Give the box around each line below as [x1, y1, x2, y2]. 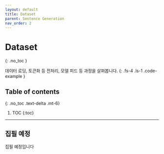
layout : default [5, 7, 38, 12]
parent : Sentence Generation [5, 16, 64, 21]
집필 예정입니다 [5, 143, 34, 149]
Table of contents [5, 87, 60, 96]
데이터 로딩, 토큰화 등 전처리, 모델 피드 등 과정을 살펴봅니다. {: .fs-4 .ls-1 [5, 68, 143, 74]
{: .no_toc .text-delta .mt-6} [5, 100, 60, 106]
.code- [143, 68, 157, 74]
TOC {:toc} [12, 110, 34, 115]
